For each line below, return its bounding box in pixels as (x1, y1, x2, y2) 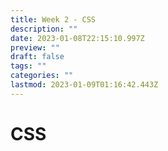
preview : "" (10, 42, 60, 53)
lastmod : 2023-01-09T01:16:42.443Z (10, 80, 159, 90)
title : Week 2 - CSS (10, 14, 97, 25)
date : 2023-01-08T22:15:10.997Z (10, 33, 145, 43)
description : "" (10, 24, 78, 34)
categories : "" (10, 71, 74, 81)
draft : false (10, 52, 65, 62)
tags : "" (10, 61, 47, 71)
